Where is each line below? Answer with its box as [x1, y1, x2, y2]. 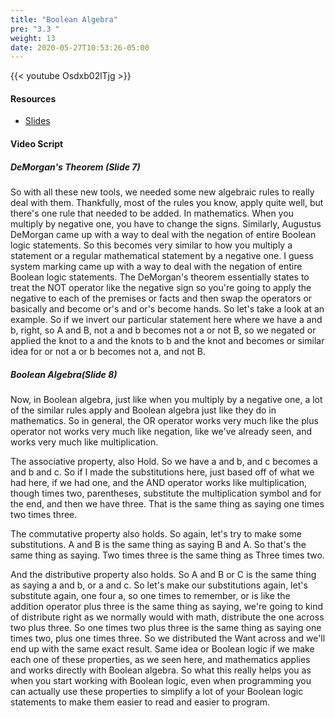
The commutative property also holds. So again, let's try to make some [10, 527, 303, 540]
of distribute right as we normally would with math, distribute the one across [10, 611, 325, 623]
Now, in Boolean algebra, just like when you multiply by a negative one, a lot [10, 393, 323, 405]
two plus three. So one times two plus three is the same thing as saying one [10, 621, 322, 633]
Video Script [10, 138, 64, 150]
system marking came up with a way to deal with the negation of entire [10, 261, 303, 273]
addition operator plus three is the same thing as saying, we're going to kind [10, 600, 324, 612]
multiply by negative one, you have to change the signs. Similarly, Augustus [10, 218, 322, 230]
